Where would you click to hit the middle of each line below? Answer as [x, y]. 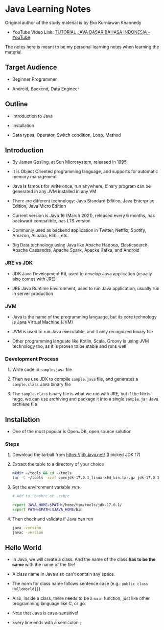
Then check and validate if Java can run [53, 519]
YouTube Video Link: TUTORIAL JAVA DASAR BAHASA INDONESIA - [81, 32]
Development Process [32, 359]
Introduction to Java [32, 116]
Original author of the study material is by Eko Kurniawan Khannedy [73, 23]
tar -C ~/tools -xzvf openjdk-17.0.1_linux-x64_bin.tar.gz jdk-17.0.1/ [87, 478]
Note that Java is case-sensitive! [45, 613]
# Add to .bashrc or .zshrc [41, 496]
